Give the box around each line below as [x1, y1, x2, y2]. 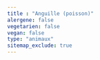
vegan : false [7, 29, 45, 37]
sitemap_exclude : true [7, 42, 72, 49]
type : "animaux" [7, 36, 54, 43]
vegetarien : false [7, 23, 60, 30]
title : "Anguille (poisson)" [7, 10, 94, 17]
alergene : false [7, 17, 54, 23]
